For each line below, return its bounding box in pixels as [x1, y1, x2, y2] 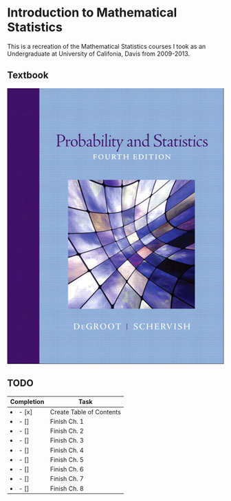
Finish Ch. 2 [49, 427, 84, 435]
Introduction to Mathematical [7, 5, 177, 21]
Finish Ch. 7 [49, 475, 84, 483]
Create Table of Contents [49, 407, 122, 416]
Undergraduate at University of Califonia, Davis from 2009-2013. [7, 50, 190, 58]
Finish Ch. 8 [49, 484, 84, 493]
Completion [10, 398, 45, 406]
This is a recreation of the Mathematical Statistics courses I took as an [7, 42, 206, 50]
